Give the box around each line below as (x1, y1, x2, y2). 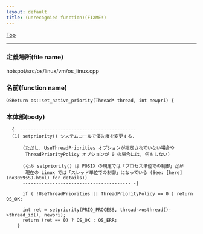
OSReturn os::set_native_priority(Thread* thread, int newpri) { (6, 98, 174, 104)
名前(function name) (6, 83, 68, 92)
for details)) (52, 175, 88, 181)
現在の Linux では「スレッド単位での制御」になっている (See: (25, 170, 164, 176)
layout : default (6, 8, 47, 15)
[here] (166, 170, 183, 176)
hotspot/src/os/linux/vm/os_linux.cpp (6, 67, 100, 75)
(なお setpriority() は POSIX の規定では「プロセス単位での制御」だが (22, 163, 184, 170)
